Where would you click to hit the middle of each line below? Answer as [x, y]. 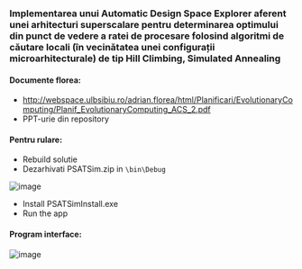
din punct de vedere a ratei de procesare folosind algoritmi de [147, 36]
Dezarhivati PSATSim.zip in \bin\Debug [94, 169]
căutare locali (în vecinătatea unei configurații [112, 47]
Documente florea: [45, 80]
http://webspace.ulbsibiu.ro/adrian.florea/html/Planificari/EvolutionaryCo [157, 100]
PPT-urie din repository [66, 119]
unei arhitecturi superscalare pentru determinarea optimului [144, 24]
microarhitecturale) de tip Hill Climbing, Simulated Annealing [145, 58]
